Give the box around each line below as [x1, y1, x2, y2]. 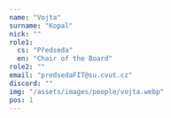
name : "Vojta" [9, 12, 62, 22]
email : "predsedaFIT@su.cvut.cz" [9, 71, 133, 80]
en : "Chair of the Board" [17, 54, 113, 63]
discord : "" [9, 79, 53, 88]
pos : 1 [9, 95, 34, 105]
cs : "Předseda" [17, 46, 74, 55]
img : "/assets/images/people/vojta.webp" [9, 87, 165, 96]
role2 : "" [9, 63, 46, 72]
